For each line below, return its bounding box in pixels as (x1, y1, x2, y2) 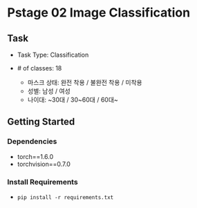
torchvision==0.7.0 (17, 160, 71, 168)
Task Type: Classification (17, 50, 89, 59)
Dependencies (7, 137, 57, 146)
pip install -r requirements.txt (17, 193, 114, 201)
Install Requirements (7, 177, 78, 187)
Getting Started (7, 116, 75, 128)
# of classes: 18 (17, 64, 62, 72)
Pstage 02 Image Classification (7, 5, 191, 21)
